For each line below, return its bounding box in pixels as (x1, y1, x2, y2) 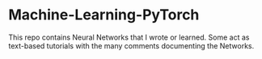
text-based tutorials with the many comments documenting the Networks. (8, 40, 255, 50)
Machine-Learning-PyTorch (8, 6, 200, 24)
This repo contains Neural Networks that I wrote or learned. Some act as (8, 32, 250, 42)
